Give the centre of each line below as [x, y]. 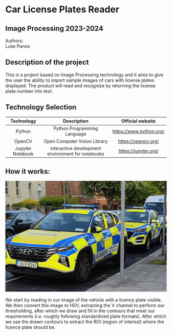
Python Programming [76, 128]
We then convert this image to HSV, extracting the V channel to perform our [85, 305]
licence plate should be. [30, 327]
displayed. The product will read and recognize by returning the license [81, 85]
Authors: [14, 41]
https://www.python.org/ [138, 131]
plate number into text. [29, 91]
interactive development [76, 148]
